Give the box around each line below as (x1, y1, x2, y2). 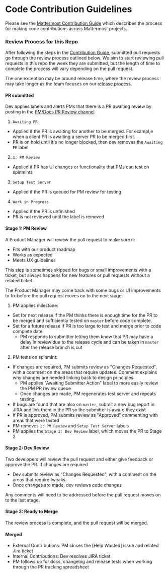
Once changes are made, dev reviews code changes (12, 482, 122, 488)
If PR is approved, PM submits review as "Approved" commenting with (12, 412, 158, 418)
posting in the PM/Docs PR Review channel (5, 109, 95, 115)
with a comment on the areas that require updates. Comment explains (12, 369, 157, 375)
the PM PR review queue (20, 385, 71, 391)
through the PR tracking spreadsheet (12, 564, 89, 570)
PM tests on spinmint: (12, 354, 58, 360)
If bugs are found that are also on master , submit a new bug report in (12, 401, 155, 407)
